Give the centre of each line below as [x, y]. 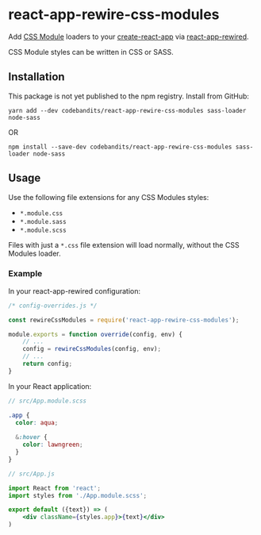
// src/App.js [32, 474]
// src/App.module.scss [48, 401]
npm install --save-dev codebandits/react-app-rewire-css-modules [120, 147]
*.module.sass [43, 221]
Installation [36, 77]
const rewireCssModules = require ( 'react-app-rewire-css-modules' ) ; [124, 320]
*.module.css [41, 213]
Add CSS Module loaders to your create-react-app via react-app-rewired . [129, 37]
